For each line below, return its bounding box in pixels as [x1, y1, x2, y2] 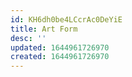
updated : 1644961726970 [10, 42, 110, 53]
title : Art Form [10, 24, 78, 34]
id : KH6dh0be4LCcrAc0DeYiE [10, 14, 123, 25]
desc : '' [10, 33, 47, 43]
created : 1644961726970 [10, 52, 110, 62]
